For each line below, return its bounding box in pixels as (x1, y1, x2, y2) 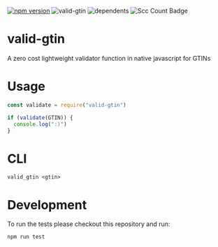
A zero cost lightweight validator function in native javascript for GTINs (7, 54, 211, 62)
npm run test (7, 234, 45, 241)
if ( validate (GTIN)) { (7, 114, 73, 121)
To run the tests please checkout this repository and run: (7, 220, 170, 228)
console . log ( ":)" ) (13, 121, 68, 128)
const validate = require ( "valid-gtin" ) (7, 101, 127, 108)
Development (7, 197, 87, 213)
